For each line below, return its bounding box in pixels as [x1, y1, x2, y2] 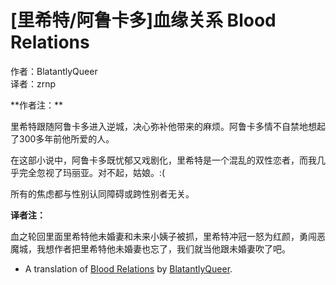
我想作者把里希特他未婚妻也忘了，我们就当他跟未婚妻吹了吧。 [36, 242, 291, 255]
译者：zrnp [10, 77, 57, 90]
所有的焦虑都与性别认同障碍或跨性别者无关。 [10, 187, 195, 200]
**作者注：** [10, 99, 64, 111]
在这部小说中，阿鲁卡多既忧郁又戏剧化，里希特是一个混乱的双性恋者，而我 [10, 154, 317, 166]
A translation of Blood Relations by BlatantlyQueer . [24, 262, 233, 275]
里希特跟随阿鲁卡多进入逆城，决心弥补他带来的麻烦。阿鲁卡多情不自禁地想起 [10, 120, 326, 132]
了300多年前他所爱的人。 [10, 132, 115, 145]
